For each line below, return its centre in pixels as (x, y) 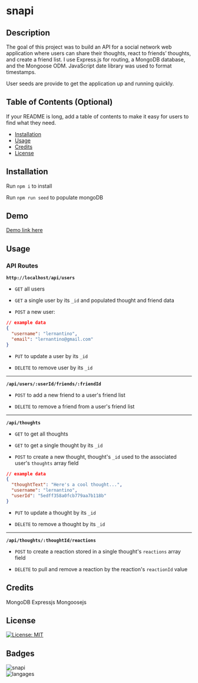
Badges (20, 653)
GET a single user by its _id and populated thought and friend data (95, 301)
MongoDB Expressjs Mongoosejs (46, 602)
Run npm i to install (29, 186)
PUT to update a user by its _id (51, 356)
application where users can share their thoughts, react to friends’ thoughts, (99, 53)
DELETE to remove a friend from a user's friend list (75, 406)
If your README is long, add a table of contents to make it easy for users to (98, 116)
